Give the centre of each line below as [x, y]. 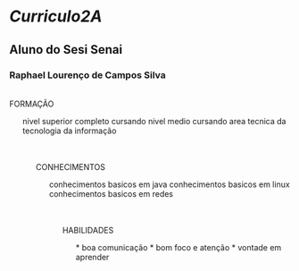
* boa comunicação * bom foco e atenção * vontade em [179, 247]
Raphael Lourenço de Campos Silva [88, 75]
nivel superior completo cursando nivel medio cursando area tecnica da [154, 121]
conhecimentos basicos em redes [111, 193]
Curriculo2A [56, 17]
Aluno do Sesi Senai [66, 50]
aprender [92, 257]
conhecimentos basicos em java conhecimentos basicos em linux [169, 184]
